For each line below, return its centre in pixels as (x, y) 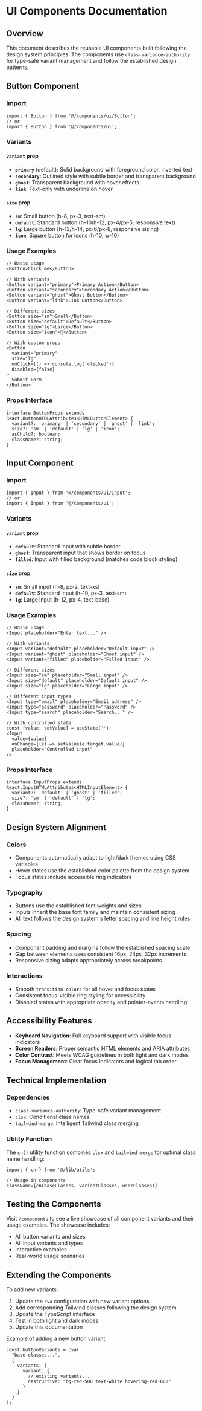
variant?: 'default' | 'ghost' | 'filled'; (67, 793)
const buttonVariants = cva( (43, 1350)
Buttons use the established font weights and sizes (78, 906)
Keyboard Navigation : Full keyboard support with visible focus (93, 1036)
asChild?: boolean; (36, 434)
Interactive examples (41, 1250)
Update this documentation (49, 1327)
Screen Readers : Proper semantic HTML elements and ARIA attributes (103, 1048)
